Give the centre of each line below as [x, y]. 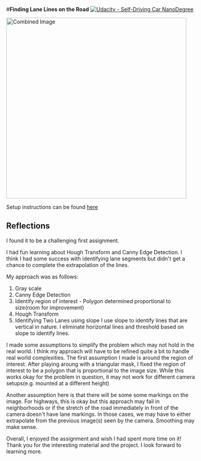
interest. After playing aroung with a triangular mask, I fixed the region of [96, 364]
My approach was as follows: [42, 277]
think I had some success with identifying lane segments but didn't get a [96, 259]
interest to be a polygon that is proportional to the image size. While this [95, 370]
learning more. [24, 451]
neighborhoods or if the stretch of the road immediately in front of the [92, 407]
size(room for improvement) [49, 307]
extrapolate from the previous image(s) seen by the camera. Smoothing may [100, 420]
